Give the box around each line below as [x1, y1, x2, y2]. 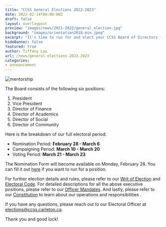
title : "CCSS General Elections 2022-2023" [5, 7, 96, 12]
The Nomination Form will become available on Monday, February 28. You [5, 161, 156, 167]
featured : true [5, 44, 37, 49]
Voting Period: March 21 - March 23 [12, 152, 86, 158]
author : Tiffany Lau [5, 49, 48, 54]
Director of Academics [12, 111, 58, 117]
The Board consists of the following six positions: [5, 86, 105, 92]
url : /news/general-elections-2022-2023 [5, 53, 90, 58]
